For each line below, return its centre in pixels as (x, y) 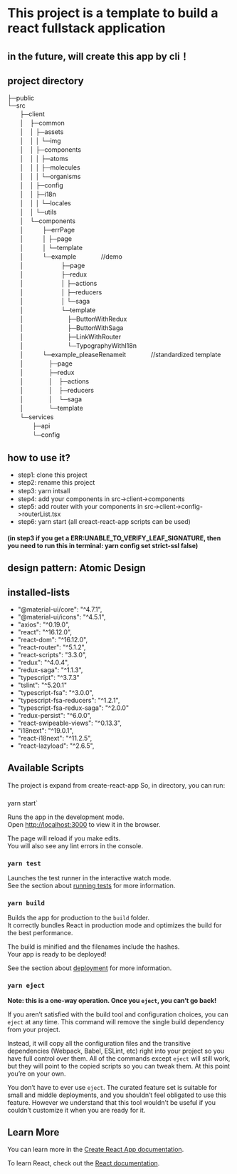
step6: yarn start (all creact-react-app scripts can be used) (104, 522)
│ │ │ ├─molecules (50, 168)
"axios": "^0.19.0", (43, 624)
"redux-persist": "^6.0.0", (54, 715)
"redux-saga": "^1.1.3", (50, 670)
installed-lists (38, 592)
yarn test (24, 863)
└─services (37, 417)
